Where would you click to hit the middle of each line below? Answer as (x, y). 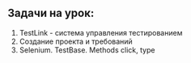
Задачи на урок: (51, 13)
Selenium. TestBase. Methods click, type (87, 50)
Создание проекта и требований (76, 41)
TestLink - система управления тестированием (101, 32)
